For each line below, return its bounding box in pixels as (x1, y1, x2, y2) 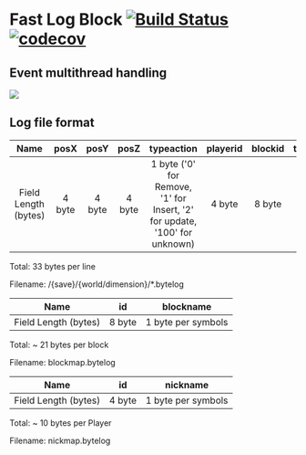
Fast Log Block (9, 9, 123, 30)
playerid (206, 142, 243, 154)
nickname (165, 378, 209, 391)
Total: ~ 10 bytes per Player (9, 417, 112, 429)
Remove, (154, 180, 193, 193)
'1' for (160, 192, 187, 205)
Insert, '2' (152, 203, 194, 216)
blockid (251, 142, 285, 154)
